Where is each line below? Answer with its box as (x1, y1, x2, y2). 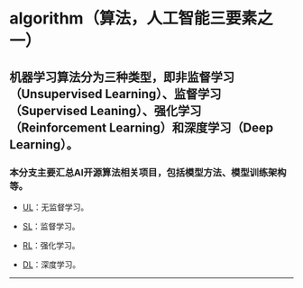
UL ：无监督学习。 (22, 202, 89, 212)
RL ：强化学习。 (22, 239, 80, 250)
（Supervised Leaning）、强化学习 (9, 103, 202, 118)
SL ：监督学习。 (22, 220, 80, 231)
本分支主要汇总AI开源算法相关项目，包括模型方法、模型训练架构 (9, 166, 287, 178)
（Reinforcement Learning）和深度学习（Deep (9, 120, 273, 135)
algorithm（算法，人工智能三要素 (9, 8, 258, 29)
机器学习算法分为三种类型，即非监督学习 (9, 69, 234, 85)
